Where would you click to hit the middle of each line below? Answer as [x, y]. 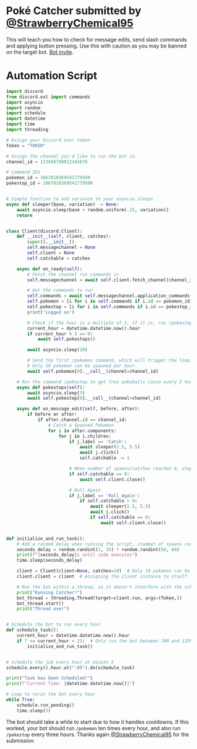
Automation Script [52, 76]
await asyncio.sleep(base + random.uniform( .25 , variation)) [93, 210]
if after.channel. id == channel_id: [82, 420]
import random [23, 108]
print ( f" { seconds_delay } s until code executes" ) [77, 555]
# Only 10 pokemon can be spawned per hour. [82, 366]
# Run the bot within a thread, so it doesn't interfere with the [99, 587]
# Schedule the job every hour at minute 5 [60, 662]
